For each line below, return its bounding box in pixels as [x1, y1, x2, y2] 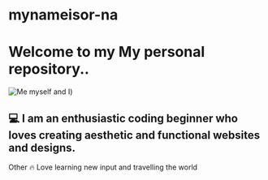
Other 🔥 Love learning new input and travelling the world [8, 162, 197, 172]
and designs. [8, 140, 76, 155]
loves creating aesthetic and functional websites [8, 128, 261, 142]
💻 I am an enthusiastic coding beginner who [8, 111, 238, 125]
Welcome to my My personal [8, 43, 205, 62]
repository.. [8, 60, 89, 79]
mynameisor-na [8, 6, 119, 24]
